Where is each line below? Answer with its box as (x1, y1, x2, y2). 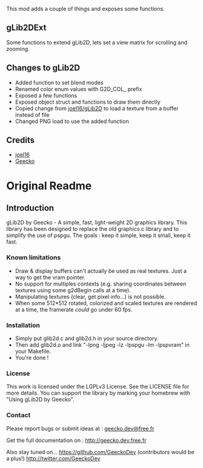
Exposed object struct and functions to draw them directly (15, 98, 161, 105)
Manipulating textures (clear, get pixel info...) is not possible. (15, 293, 166, 300)
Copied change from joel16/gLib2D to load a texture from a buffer (15, 104, 179, 112)
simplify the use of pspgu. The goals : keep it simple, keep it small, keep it (6, 232, 191, 239)
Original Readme (6, 179, 92, 193)
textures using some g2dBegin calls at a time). (15, 286, 131, 293)
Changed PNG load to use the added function (15, 118, 129, 125)
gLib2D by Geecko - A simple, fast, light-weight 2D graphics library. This (6, 219, 188, 226)
